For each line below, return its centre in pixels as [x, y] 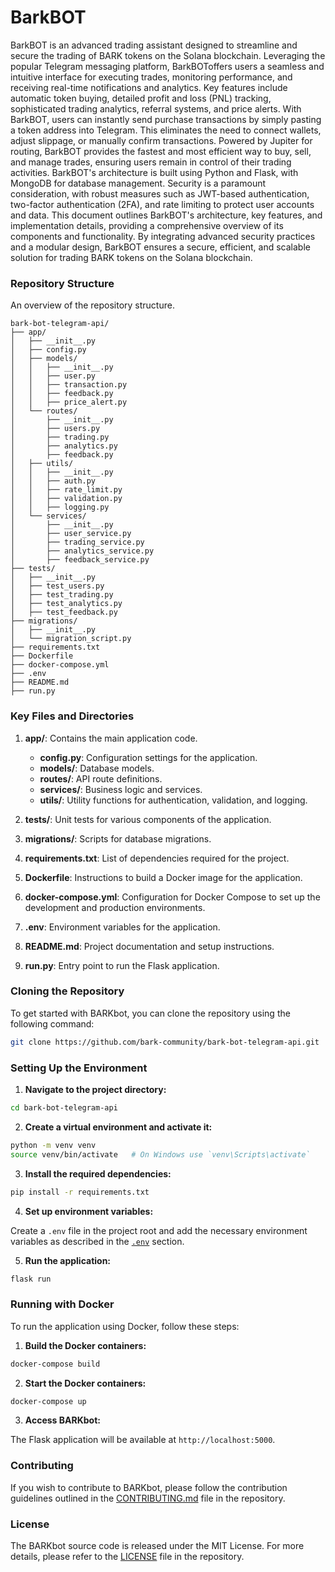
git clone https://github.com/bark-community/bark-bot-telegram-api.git [165, 1042]
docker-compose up [48, 1401]
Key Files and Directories [72, 716]
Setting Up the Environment [79, 1068]
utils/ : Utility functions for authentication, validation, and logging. [173, 800]
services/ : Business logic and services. [121, 789]
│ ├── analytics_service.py [82, 551]
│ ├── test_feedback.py [64, 612]
